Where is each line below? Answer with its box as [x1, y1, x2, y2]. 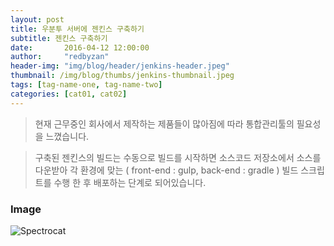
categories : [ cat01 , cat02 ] [10, 89, 128, 99]
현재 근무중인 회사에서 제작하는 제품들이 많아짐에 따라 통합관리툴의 [34, 117, 295, 130]
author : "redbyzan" [10, 52, 110, 62]
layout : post [10, 14, 65, 25]
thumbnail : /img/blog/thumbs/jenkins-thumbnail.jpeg [10, 71, 235, 81]
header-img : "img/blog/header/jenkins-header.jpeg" [10, 61, 230, 71]
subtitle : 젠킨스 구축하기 [10, 33, 108, 43]
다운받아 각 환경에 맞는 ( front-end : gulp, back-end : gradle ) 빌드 [34, 164, 299, 176]
